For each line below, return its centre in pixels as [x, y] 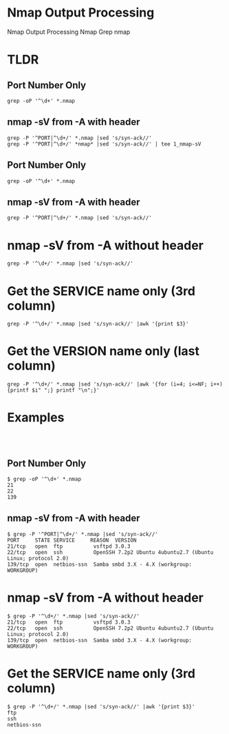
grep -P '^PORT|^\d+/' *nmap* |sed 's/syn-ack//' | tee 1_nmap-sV [104, 144]
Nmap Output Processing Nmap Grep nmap [69, 32]
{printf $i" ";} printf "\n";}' [53, 390]
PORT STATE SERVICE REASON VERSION [72, 540]
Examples [36, 418]
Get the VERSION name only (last [103, 351]
